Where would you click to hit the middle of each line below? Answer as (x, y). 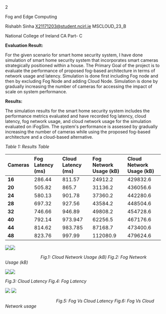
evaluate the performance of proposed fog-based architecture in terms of (80, 71)
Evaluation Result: (24, 45)
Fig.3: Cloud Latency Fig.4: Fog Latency (46, 281)
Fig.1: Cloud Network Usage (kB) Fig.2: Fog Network (93, 257)
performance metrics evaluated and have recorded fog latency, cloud (76, 116)
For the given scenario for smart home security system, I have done (74, 55)
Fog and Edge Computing (31, 17)
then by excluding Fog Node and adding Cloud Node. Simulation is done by (82, 81)
